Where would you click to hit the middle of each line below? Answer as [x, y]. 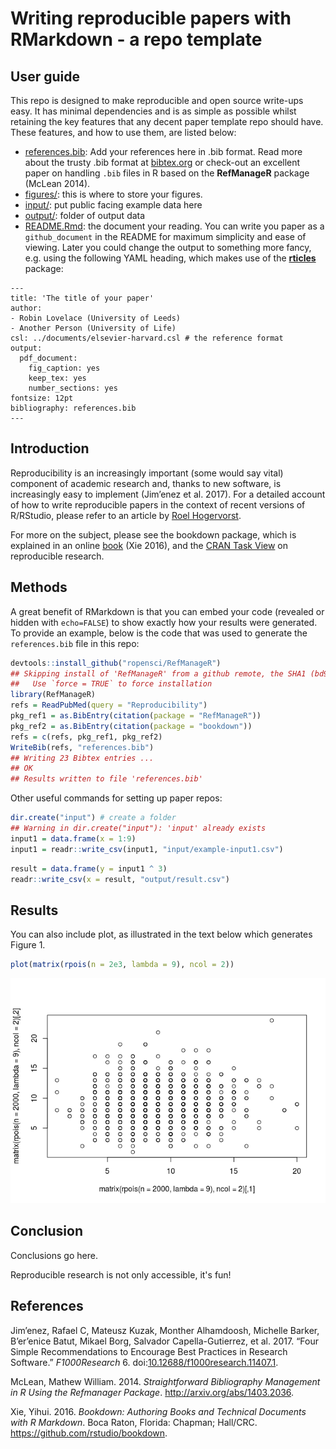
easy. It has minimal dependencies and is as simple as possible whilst [153, 111]
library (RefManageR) [53, 695]
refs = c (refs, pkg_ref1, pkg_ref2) [86, 737]
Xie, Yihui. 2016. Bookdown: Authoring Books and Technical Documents [158, 1411]
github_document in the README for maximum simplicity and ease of [165, 236]
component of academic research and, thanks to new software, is [146, 483]
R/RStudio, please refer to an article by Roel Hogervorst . [126, 515]
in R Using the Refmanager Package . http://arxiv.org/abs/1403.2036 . [152, 1392]
